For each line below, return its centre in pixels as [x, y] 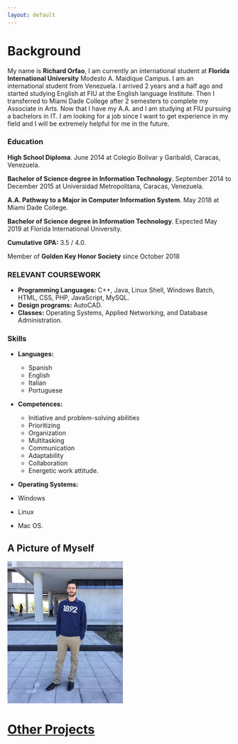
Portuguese [45, 390]
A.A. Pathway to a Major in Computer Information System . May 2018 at [113, 199]
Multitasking [46, 441]
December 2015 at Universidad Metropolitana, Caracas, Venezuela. [106, 186]
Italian [37, 383]
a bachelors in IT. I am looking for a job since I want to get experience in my [118, 116]
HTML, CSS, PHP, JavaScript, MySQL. [74, 297]
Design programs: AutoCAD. [60, 305]
